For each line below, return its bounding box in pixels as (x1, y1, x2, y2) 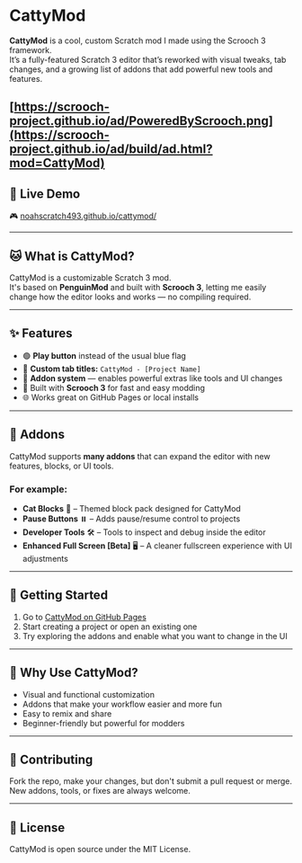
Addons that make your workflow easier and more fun (22, 698, 223, 709)
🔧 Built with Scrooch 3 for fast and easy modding (22, 382, 205, 393)
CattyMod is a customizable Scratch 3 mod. (9, 271, 172, 283)
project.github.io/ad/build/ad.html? (9, 141, 213, 157)
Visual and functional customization (22, 689, 155, 699)
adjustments (22, 553, 69, 564)
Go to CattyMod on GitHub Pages (22, 611, 147, 622)
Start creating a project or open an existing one (22, 621, 198, 632)
